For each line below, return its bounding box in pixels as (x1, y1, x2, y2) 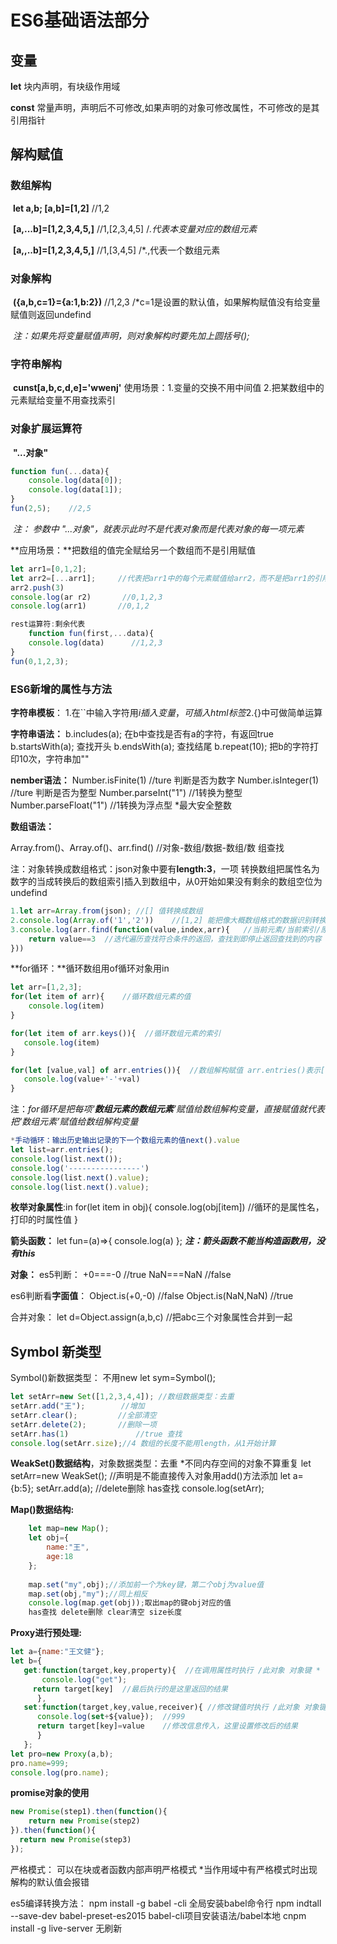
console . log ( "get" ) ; (41, 1674, 128, 1685)
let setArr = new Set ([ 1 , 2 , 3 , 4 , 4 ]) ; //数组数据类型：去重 (10, 1392, 235, 1402)
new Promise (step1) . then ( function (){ (10, 1807, 168, 1817)
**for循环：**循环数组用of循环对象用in (10, 962, 170, 975)
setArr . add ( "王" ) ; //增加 (10, 1401, 145, 1411)
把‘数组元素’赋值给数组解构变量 (10, 1116, 139, 1128)
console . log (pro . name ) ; (10, 1767, 110, 1778)
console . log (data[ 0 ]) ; (28, 476, 123, 486)
